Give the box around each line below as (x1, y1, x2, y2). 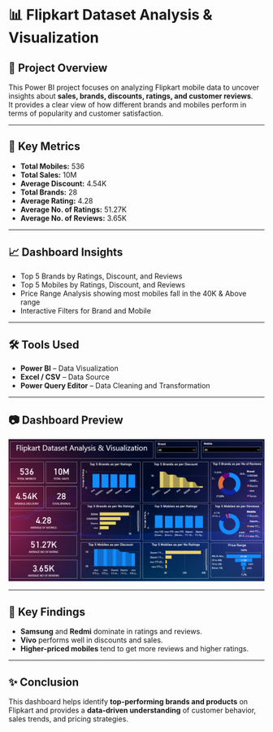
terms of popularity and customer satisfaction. (8, 108, 164, 118)
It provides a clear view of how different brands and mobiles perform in (8, 100, 247, 109)
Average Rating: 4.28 (19, 195, 93, 205)
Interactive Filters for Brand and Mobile (19, 305, 152, 315)
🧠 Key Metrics (8, 139, 80, 154)
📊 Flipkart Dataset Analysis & (8, 6, 213, 24)
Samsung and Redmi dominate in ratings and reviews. (19, 627, 203, 637)
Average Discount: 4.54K (19, 178, 107, 188)
